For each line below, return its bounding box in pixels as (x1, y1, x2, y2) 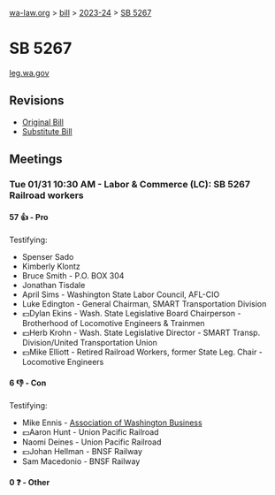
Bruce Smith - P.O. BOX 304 (21, 270, 125, 281)
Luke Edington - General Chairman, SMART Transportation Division (21, 299, 267, 309)
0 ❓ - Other (9, 477, 50, 488)
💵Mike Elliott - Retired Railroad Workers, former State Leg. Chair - (21, 346, 264, 357)
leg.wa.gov (9, 67, 50, 78)
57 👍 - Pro (9, 211, 49, 222)
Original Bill (21, 117, 65, 127)
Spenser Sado (21, 252, 74, 263)
